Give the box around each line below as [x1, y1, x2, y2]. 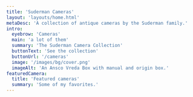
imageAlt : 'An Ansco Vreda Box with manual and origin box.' [11, 64, 169, 71]
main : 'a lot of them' [11, 37, 69, 43]
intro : [6, 25, 23, 32]
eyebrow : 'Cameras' [11, 31, 61, 37]
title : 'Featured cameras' [11, 76, 80, 82]
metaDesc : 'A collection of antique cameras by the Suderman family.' [6, 20, 188, 26]
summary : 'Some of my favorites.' [11, 82, 99, 88]
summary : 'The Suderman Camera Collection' [11, 43, 123, 49]
